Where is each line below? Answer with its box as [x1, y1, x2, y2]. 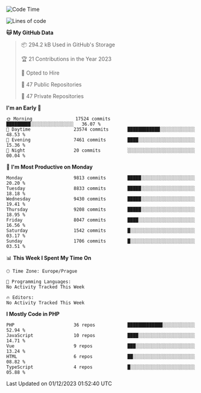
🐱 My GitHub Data [6, 29, 54, 36]
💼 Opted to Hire [20, 69, 60, 76]
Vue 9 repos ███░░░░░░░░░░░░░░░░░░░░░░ [6, 343, 196, 349]
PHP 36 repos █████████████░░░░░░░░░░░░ [6, 322, 196, 328]
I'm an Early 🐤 [6, 104, 42, 111]
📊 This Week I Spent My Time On [6, 255, 91, 261]
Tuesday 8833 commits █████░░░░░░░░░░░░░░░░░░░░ [6, 185, 196, 191]
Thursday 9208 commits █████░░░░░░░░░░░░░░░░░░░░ [6, 206, 196, 212]
